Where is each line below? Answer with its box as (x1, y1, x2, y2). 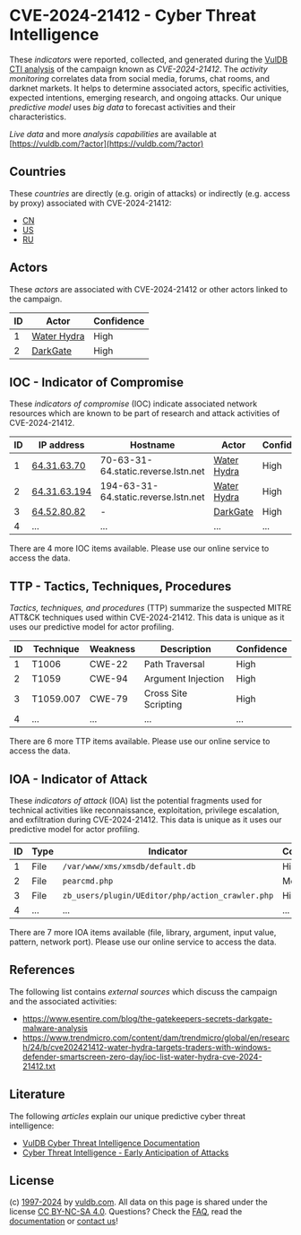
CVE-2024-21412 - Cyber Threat (9, 5, 257, 26)
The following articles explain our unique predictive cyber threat (9, 1110, 246, 1121)
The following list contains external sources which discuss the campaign (9, 986, 278, 996)
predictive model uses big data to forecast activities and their (9, 101, 236, 112)
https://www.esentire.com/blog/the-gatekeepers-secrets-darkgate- (21, 1013, 273, 1023)
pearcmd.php (62, 876, 114, 886)
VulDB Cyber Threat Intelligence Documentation (21, 1137, 201, 1148)
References (9, 962, 75, 978)
